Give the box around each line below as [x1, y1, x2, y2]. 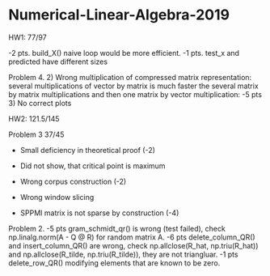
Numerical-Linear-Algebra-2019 [8, 6, 230, 24]
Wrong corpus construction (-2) [19, 176, 127, 186]
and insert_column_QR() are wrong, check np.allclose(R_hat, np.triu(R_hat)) [8, 240, 259, 250]
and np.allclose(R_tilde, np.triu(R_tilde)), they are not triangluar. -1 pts [8, 249, 238, 259]
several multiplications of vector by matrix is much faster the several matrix [8, 81, 259, 91]
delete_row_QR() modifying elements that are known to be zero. [8, 257, 221, 268]
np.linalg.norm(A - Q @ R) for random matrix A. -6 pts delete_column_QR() [8, 232, 256, 242]
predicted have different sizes [8, 57, 108, 66]
